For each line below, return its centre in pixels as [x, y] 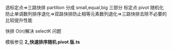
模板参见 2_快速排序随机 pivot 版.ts [43, 42]
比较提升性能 [19, 20]
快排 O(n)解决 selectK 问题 [33, 31]
